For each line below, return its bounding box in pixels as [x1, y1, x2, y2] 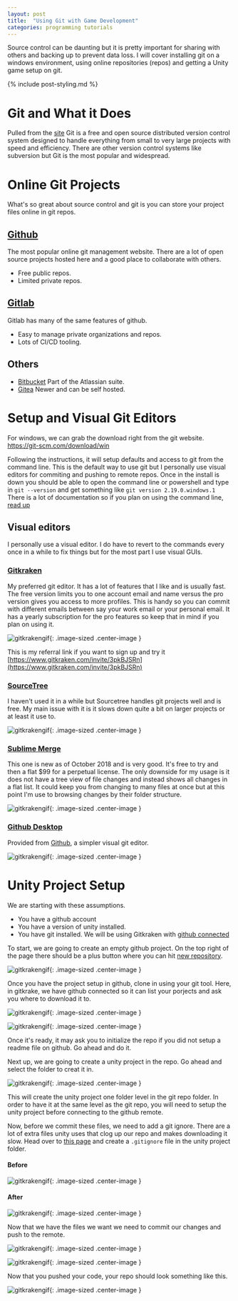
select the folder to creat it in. [7, 1064, 94, 1073]
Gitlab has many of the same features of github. [7, 316, 148, 325]
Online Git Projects [7, 177, 120, 193]
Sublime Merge [7, 743, 61, 753]
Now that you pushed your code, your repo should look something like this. [7, 1272, 228, 1280]
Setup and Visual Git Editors [7, 410, 177, 426]
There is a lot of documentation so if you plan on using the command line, [7, 493, 224, 501]
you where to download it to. [7, 994, 91, 1003]
